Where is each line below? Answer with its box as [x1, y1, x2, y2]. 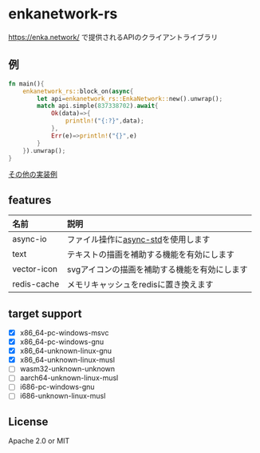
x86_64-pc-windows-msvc [19, 328, 109, 337]
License [8, 415, 49, 428]
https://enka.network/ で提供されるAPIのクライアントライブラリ [8, 32, 219, 42]
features [8, 193, 52, 206]
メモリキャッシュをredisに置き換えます [66, 279, 214, 291]
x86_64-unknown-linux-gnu [19, 346, 112, 356]
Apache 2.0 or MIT [8, 436, 70, 446]
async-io [12, 234, 47, 245]
